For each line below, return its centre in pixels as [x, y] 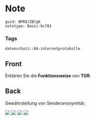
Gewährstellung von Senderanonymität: [45, 103]
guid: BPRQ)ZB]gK [23, 22]
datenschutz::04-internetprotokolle [43, 49]
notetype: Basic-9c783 [28, 26]
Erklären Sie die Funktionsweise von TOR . [48, 76]
